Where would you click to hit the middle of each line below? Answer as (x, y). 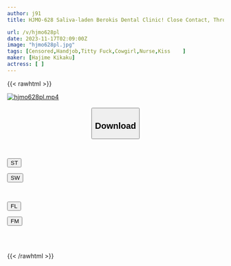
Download (115, 126)
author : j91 (24, 13)
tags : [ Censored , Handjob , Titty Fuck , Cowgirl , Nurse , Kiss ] (97, 51)
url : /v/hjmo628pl (33, 32)
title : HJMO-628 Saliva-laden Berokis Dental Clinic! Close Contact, (109, 20)
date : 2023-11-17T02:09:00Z (47, 38)
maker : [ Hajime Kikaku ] (41, 58)
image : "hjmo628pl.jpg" (41, 45)
